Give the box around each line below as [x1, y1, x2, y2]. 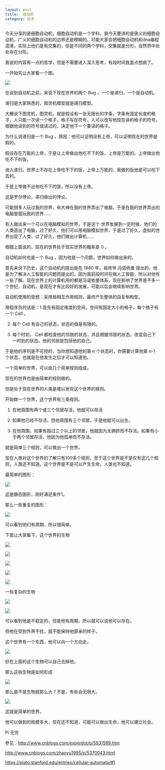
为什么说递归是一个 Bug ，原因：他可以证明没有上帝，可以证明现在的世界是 [5, 134, 158, 140]
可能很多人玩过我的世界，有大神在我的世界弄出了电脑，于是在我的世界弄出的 [5, 204, 160, 210]
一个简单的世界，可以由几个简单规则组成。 [5, 365, 91, 371]
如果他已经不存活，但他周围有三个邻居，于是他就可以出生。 [12, 418, 133, 423]
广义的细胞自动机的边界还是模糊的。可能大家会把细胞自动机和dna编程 [18, 37, 159, 42]
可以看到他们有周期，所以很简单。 [5, 522, 74, 528]
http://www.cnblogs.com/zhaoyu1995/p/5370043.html [5, 750, 115, 756]
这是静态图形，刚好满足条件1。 [5, 492, 67, 498]
